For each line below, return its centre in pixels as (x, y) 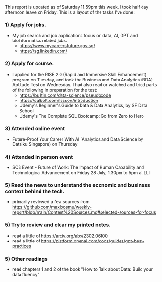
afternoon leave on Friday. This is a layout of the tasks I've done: (70, 12)
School (27, 111)
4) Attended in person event (39, 157)
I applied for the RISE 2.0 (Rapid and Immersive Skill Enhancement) (80, 74)
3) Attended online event (35, 128)
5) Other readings (26, 259)
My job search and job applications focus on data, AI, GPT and (75, 36)
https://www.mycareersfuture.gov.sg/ (57, 46)
